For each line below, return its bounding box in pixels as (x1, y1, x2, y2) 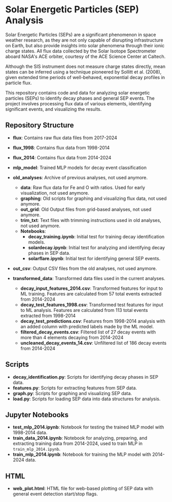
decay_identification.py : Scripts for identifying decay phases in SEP (12, 374, 158, 380)
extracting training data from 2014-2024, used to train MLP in (12, 440, 143, 447)
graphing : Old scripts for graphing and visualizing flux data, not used (20, 195, 167, 201)
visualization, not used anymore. (20, 190, 89, 196)
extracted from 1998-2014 (20, 312, 76, 319)
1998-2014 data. (12, 430, 48, 436)
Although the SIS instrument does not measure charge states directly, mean (5, 63, 166, 69)
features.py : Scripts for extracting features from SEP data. (12, 384, 137, 391)
